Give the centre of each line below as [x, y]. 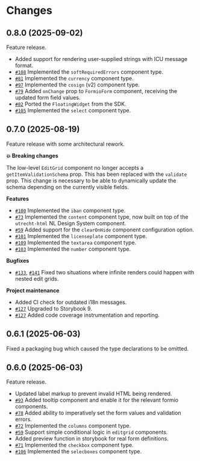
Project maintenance [33, 290]
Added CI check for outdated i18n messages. [71, 302]
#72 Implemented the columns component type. [73, 426]
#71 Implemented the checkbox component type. [74, 445]
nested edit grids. [37, 279]
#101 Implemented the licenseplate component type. [81, 236]
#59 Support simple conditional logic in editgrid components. [91, 432]
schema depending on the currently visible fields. [68, 187]
